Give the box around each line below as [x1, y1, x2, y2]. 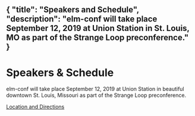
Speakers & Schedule [6, 65, 114, 79]
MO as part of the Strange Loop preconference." [6, 33, 189, 43]
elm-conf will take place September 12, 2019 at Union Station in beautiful [6, 86, 184, 93]
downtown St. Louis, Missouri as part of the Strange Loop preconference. [6, 92, 186, 99]
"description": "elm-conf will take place [6, 14, 158, 24]
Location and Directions [6, 104, 65, 111]
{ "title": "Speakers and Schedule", [6, 5, 140, 15]
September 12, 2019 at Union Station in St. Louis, [6, 23, 190, 33]
